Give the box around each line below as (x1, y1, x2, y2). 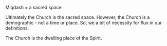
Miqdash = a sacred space (5, 5, 62, 10)
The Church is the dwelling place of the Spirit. (5, 35, 102, 41)
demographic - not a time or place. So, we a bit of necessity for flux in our (5, 20, 162, 26)
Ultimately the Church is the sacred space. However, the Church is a (5, 14, 150, 20)
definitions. (5, 25, 29, 31)
